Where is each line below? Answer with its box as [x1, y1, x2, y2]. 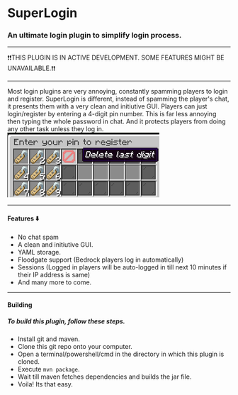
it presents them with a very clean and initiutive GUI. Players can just [7, 102, 208, 111]
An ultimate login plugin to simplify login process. [7, 30, 182, 40]
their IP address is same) [17, 270, 91, 279]
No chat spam [17, 233, 59, 241]
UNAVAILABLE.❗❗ [7, 64, 55, 72]
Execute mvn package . [17, 365, 80, 374]
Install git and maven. [17, 335, 80, 343]
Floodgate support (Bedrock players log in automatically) [17, 255, 184, 264]
